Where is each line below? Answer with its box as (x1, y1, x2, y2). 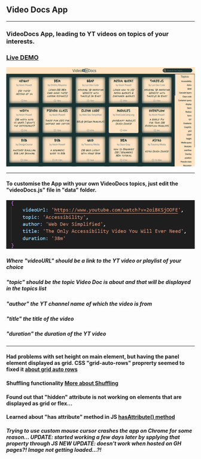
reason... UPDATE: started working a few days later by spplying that (6, 433, 181, 440)
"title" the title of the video (6, 315, 74, 322)
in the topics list (6, 285, 47, 292)
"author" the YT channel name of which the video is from (6, 300, 153, 307)
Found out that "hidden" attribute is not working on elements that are (6, 393, 182, 400)
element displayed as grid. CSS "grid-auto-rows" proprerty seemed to (6, 360, 185, 367)
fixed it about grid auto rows (6, 366, 78, 373)
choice (6, 263, 24, 270)
